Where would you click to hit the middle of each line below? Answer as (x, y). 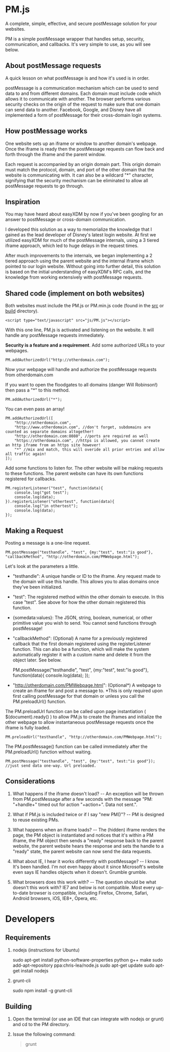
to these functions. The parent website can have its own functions (74, 474)
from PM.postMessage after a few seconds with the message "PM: (83, 799)
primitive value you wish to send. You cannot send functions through (84, 623)
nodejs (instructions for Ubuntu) (46, 950)
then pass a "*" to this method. (38, 390)
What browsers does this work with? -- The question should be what (84, 882)
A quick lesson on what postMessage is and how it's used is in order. (77, 78)
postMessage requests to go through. (45, 186)
